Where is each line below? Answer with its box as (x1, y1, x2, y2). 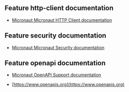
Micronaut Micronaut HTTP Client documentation (11, 17, 112, 23)
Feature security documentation (4, 32, 107, 40)
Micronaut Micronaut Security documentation (11, 45, 105, 50)
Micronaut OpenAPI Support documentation (11, 72, 102, 78)
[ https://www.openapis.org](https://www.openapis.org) (11, 82, 125, 88)
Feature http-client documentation (4, 4, 114, 12)
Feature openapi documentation (4, 59, 106, 67)
